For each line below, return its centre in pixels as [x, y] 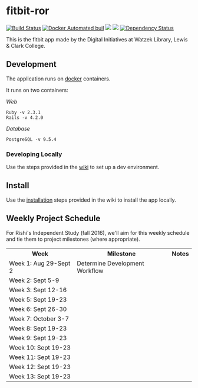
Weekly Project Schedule [53, 219]
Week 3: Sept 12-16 [38, 290]
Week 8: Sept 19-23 [38, 328]
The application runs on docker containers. [58, 79]
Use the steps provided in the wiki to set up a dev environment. [83, 167]
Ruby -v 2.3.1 [24, 112]
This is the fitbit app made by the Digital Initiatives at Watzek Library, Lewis [97, 39]
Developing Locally [34, 154]
